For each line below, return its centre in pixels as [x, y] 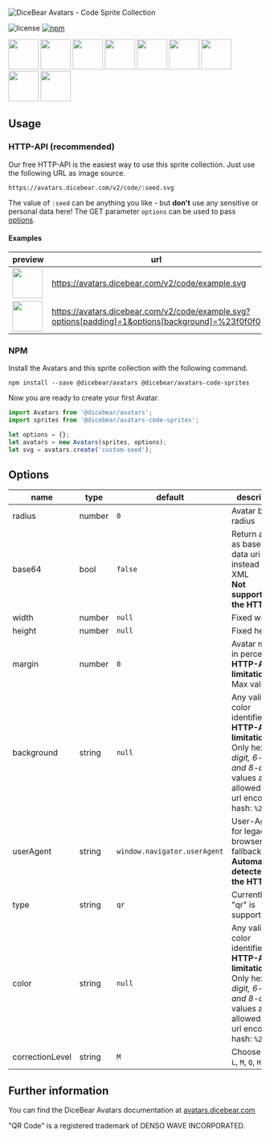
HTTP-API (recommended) [61, 147]
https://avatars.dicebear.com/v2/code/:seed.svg [91, 188]
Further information [59, 1091]
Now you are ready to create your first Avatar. [84, 398]
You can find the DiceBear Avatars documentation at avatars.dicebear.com [132, 1110]
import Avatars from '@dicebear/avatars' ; [80, 413]
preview [28, 260]
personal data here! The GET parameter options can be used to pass [122, 211]
